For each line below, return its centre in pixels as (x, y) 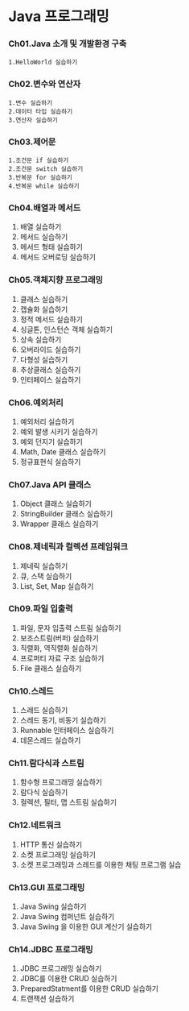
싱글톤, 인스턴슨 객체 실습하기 (66, 329)
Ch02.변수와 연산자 (45, 84)
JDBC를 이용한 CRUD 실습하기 (68, 979)
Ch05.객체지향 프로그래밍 (55, 280)
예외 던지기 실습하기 (51, 441)
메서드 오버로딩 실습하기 (58, 257)
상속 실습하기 (41, 339)
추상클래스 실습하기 (50, 369)
